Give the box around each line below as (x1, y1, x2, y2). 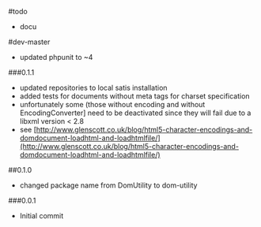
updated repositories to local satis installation (19, 83, 168, 92)
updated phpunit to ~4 (19, 53, 93, 61)
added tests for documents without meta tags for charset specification (19, 91, 251, 101)
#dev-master (8, 37, 51, 47)
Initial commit (19, 211, 64, 220)
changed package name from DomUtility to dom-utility (19, 180, 198, 190)
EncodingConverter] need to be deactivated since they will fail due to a (19, 108, 252, 117)
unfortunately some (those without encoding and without (19, 100, 206, 109)
